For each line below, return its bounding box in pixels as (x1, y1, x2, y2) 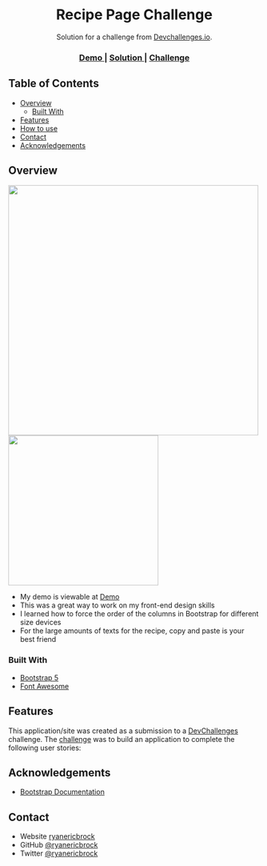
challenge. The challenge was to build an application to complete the (8, 734, 235, 744)
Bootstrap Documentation (19, 787, 106, 797)
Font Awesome (19, 681, 70, 691)
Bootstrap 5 (19, 672, 59, 682)
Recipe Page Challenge (55, 6, 213, 24)
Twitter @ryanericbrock (19, 848, 98, 858)
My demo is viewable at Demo (19, 592, 120, 602)
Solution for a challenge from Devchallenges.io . (56, 32, 213, 42)
